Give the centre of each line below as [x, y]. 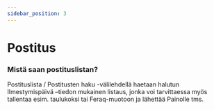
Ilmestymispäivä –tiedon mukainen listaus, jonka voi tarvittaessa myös [107, 92]
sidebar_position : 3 [37, 13]
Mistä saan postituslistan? [53, 69]
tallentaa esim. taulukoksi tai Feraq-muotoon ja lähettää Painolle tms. [105, 99]
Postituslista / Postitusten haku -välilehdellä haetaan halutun [93, 84]
